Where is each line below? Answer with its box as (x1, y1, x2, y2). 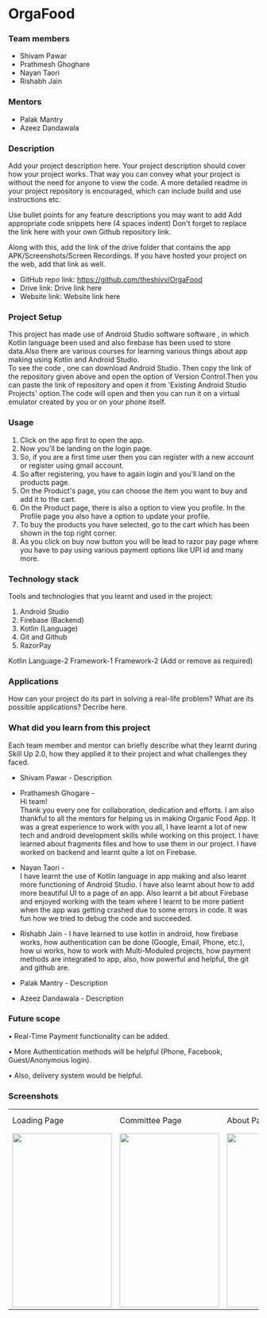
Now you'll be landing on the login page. (19, 443, 153, 453)
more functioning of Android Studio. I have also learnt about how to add (19, 880, 255, 889)
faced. (8, 757, 29, 767)
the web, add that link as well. (8, 259, 106, 269)
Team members (8, 33, 70, 45)
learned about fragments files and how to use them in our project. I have (19, 838, 257, 848)
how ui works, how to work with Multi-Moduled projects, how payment (19, 946, 251, 955)
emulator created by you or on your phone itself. (8, 397, 167, 406)
